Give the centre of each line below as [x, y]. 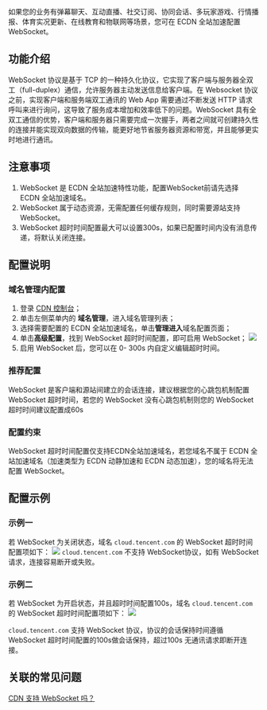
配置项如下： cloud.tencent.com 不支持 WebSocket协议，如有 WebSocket [133, 552]
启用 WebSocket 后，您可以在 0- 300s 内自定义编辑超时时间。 [122, 348]
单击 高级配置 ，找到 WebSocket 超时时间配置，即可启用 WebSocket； [133, 338]
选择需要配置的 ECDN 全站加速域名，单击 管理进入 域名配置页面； [126, 328]
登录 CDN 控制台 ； [50, 308]
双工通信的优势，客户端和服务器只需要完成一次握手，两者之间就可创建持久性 [133, 119]
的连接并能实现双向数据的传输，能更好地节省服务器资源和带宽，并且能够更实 [133, 129]
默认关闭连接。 [65, 237]
